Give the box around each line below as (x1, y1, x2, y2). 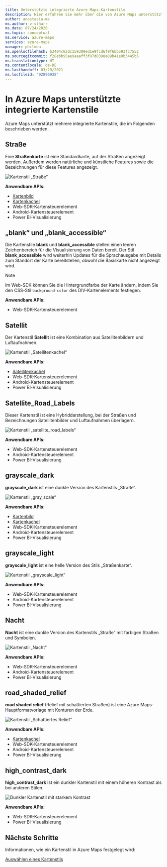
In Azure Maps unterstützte (5, 94, 121, 105)
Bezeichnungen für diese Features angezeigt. (5, 164, 98, 170)
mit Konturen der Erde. (47, 707, 94, 713)
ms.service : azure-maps (5, 35, 55, 40)
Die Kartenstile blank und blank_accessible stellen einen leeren (5, 242, 136, 248)
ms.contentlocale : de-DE (5, 63, 57, 68)
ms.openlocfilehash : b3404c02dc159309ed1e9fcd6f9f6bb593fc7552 (5, 49, 139, 54)
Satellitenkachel (12, 369, 45, 375)
